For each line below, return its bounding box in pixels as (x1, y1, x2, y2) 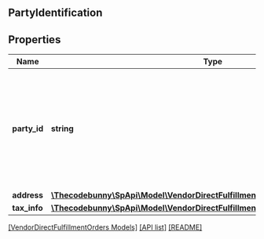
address (12, 190, 44, 201)
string (50, 123, 75, 134)
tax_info (12, 203, 43, 214)
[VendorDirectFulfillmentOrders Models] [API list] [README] (8, 223, 203, 232)
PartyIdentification (8, 6, 103, 20)
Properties (8, 33, 61, 46)
